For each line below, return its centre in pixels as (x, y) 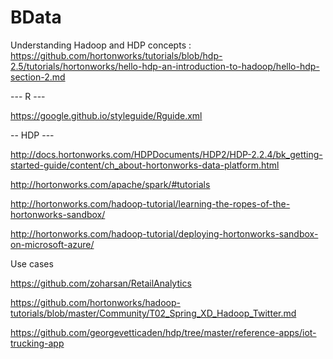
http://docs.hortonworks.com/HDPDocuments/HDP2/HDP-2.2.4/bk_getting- (166, 154)
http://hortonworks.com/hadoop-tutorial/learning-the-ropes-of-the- (150, 203)
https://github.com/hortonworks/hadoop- (95, 302)
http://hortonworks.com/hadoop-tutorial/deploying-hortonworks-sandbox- (164, 233)
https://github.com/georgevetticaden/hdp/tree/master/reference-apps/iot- (163, 332)
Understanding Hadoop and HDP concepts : (101, 45)
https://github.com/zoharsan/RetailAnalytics (101, 283)
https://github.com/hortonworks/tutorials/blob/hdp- (116, 55)
